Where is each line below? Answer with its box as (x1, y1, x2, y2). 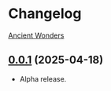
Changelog (8, 5, 82, 23)
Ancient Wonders (8, 31, 65, 40)
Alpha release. (19, 74, 67, 83)
